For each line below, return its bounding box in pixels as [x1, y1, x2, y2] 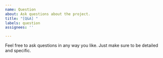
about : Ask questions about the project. [5, 12, 91, 16]
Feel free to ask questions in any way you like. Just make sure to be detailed [5, 43, 159, 48]
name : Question [5, 7, 36, 12]
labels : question [5, 20, 41, 26]
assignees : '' [5, 25, 34, 30]
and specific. [5, 48, 31, 54]
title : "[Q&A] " [5, 16, 38, 21]
